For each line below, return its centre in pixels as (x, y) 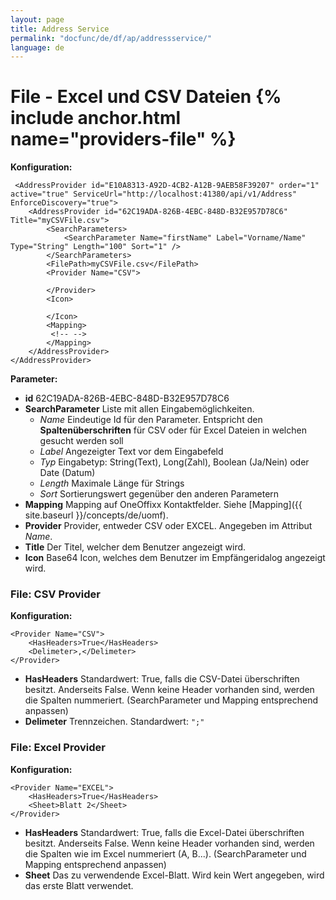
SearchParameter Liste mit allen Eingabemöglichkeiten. (139, 409)
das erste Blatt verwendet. (79, 885)
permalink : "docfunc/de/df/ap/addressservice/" (111, 38)
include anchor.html (96, 118)
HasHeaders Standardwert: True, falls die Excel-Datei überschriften (164, 832)
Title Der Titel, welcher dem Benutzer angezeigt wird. (135, 547)
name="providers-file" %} (123, 139)
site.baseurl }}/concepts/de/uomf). (96, 515)
